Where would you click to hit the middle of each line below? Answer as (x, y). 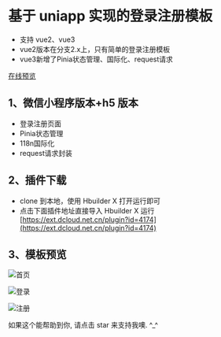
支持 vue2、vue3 (47, 39)
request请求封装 (46, 153)
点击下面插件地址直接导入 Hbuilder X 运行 (87, 210)
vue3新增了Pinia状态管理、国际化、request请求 (96, 59)
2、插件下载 (37, 181)
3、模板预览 (37, 254)
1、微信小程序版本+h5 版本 (74, 103)
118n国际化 (37, 143)
